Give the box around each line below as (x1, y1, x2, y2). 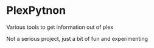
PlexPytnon (6, 4, 66, 17)
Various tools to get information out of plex (6, 23, 114, 31)
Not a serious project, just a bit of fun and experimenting (6, 35, 148, 42)
